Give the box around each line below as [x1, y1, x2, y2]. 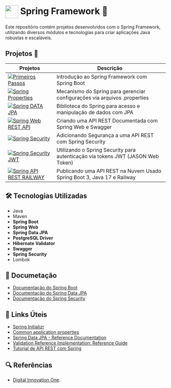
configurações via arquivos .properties [56, 94, 149, 101]
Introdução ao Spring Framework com [56, 73, 147, 80]
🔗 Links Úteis [5, 310, 47, 319]
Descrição [97, 64, 123, 71]
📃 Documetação [5, 271, 57, 280]
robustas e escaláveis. [5, 35, 52, 41]
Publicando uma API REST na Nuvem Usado [56, 167, 162, 174]
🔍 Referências [5, 361, 52, 369]
